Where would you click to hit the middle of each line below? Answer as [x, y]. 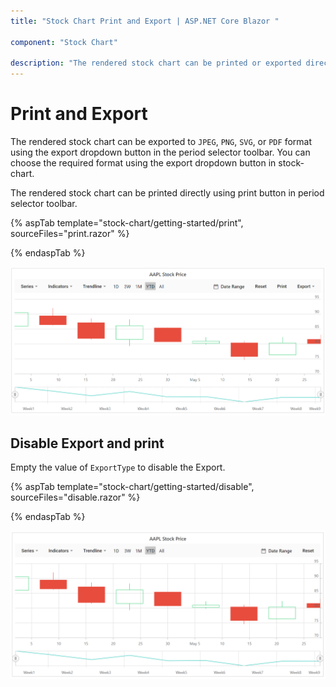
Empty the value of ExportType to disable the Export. [118, 467]
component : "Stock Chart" [64, 42]
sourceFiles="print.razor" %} [70, 234]
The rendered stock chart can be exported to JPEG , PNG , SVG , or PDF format [161, 142]
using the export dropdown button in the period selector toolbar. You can [160, 152]
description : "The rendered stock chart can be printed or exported [156, 63]
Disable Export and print [87, 443]
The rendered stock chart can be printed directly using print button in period [167, 193]
